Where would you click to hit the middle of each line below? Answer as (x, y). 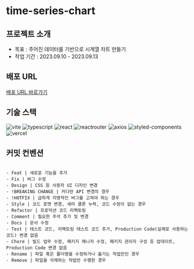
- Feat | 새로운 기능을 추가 (37, 173)
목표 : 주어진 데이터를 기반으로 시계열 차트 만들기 (70, 49)
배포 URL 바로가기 (27, 92)
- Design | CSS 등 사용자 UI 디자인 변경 (52, 186)
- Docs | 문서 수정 (27, 223)
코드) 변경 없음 (22, 236)
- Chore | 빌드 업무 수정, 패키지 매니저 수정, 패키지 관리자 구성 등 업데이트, (91, 242)
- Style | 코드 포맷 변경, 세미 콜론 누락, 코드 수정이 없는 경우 (76, 204)
